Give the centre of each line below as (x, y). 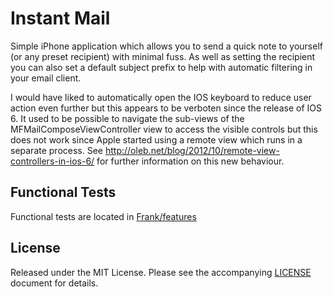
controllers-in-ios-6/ (52, 161)
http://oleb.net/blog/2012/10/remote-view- (192, 150)
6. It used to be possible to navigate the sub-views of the (127, 118)
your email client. (46, 78)
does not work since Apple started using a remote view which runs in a (156, 139)
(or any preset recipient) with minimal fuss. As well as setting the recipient (163, 56)
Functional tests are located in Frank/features (103, 216)
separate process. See (57, 150)
